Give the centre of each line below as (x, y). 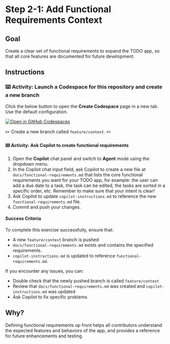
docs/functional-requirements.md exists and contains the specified (83, 245)
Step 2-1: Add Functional (58, 9)
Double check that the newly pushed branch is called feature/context (86, 281)
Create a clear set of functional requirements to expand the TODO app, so (82, 51)
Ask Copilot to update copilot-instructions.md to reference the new (84, 196)
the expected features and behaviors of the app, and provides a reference (82, 330)
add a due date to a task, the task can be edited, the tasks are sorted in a (89, 185)
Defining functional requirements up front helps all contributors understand (84, 325)
